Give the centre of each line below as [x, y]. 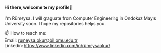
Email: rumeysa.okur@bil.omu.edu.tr [41, 40]
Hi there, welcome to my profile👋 [38, 7]
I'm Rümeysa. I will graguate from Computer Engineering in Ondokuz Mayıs [80, 18]
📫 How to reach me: [25, 33]
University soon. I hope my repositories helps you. [55, 24]
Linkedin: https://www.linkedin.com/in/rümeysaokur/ [57, 46]
